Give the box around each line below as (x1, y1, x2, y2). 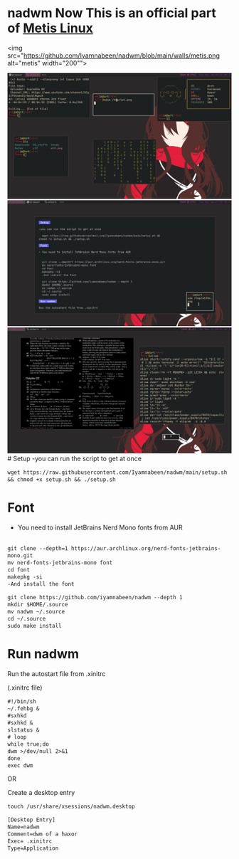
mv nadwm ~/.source (7, 608, 65, 615)
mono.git (7, 552, 33, 559)
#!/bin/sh (7, 697, 37, 705)
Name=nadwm (7, 823, 40, 831)
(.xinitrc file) (7, 683, 43, 692)
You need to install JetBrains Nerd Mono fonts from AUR (17, 523, 183, 532)
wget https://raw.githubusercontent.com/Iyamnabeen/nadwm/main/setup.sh (7, 468, 228, 476)
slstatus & (7, 726, 40, 734)
